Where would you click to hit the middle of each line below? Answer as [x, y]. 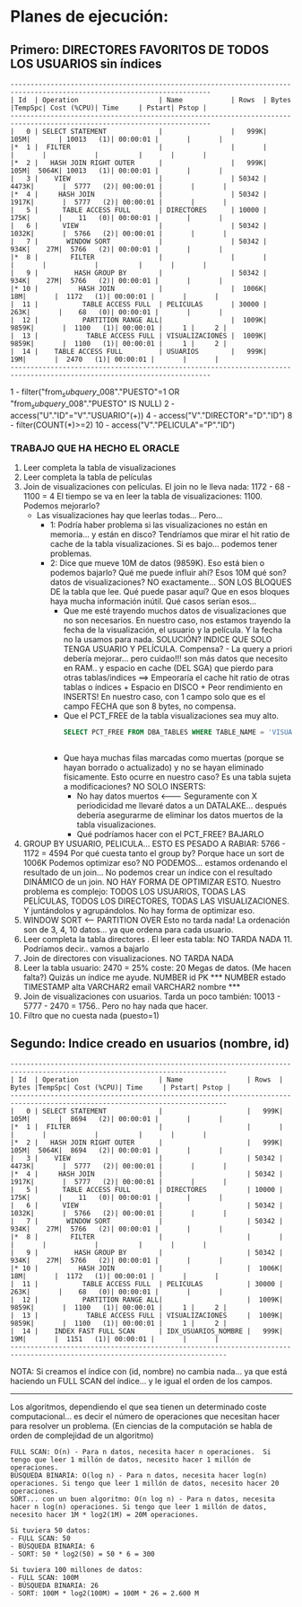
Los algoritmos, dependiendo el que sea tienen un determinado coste [138, 1407]
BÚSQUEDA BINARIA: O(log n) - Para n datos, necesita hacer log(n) [139, 1476]
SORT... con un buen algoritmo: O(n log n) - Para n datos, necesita [143, 1499]
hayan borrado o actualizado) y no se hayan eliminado [164, 767]
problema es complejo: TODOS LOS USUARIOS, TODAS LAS [134, 891]
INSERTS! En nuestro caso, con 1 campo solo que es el [164, 696]
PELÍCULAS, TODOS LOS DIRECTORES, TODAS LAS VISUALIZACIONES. [156, 901]
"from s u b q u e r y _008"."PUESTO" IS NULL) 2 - [93, 404]
